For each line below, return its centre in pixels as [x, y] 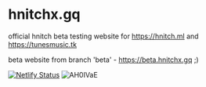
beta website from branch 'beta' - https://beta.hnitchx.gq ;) [103, 60]
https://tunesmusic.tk [42, 44]
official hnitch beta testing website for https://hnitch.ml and [103, 36]
